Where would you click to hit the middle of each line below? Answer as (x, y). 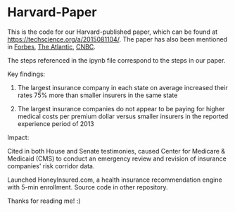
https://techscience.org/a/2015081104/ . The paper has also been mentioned (117, 39)
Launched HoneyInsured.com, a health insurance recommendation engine (115, 180)
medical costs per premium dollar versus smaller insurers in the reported (123, 116)
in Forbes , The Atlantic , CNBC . (52, 46)
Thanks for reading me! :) (44, 201)
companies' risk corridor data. (51, 166)
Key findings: (26, 74)
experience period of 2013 (56, 123)
